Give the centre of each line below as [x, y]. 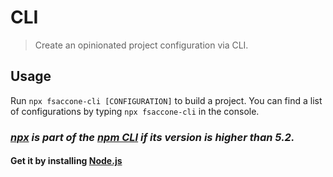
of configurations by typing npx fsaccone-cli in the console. [135, 111]
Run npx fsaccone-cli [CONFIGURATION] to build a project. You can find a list [166, 100]
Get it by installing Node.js [66, 161]
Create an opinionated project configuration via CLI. [141, 45]
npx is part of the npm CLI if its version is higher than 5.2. [152, 137]
